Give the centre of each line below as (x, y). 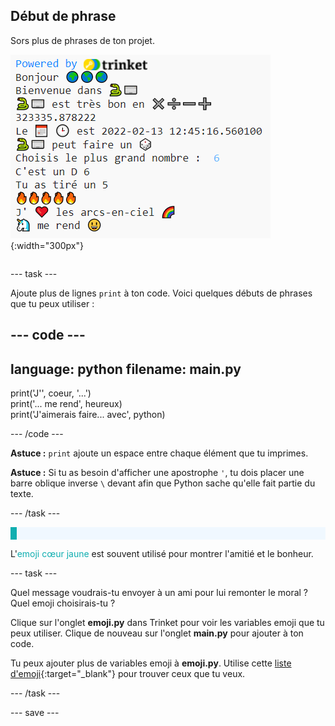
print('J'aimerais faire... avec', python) (88, 415)
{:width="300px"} (47, 245)
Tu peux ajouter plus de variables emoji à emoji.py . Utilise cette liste (151, 663)
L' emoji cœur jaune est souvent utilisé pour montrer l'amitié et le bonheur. (162, 554)
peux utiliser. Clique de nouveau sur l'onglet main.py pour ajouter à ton (157, 633)
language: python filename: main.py (126, 369)
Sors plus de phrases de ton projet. (82, 40)
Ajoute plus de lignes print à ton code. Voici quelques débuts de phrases (161, 293)
